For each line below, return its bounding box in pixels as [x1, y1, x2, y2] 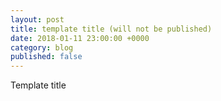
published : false [10, 52, 83, 62]
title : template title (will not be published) [10, 24, 213, 34]
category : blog [10, 42, 74, 53]
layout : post [10, 14, 65, 25]
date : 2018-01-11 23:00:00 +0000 [10, 33, 150, 43]
